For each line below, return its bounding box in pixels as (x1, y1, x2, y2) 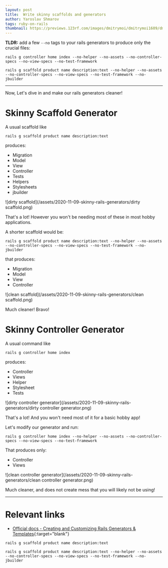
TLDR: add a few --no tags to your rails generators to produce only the (5, 39, 151, 45)
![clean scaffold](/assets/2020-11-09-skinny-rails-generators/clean (5, 291, 144, 297)
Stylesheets (12, 184, 37, 190)
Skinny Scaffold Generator (5, 107, 117, 119)
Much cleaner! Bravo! (5, 306, 49, 312)
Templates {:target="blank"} (12, 530, 69, 536)
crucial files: (5, 45, 30, 51)
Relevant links (5, 509, 65, 520)
